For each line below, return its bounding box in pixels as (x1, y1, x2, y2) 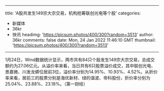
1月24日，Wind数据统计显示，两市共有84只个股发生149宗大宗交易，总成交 (5, 57, 155, 62)
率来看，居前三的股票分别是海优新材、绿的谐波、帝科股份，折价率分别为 (5, 75, 150, 80)
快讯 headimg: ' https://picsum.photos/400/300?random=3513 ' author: (12, 32, 154, 37)
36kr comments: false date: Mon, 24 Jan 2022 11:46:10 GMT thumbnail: (12, 37, 156, 43)
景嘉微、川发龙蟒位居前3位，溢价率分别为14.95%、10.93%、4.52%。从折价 (5, 69, 158, 75)
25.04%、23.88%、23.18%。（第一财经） (5, 81, 88, 87)
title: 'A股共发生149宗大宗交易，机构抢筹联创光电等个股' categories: (5, 10, 141, 16)
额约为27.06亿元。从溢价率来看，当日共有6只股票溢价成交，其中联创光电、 (5, 63, 156, 68)
